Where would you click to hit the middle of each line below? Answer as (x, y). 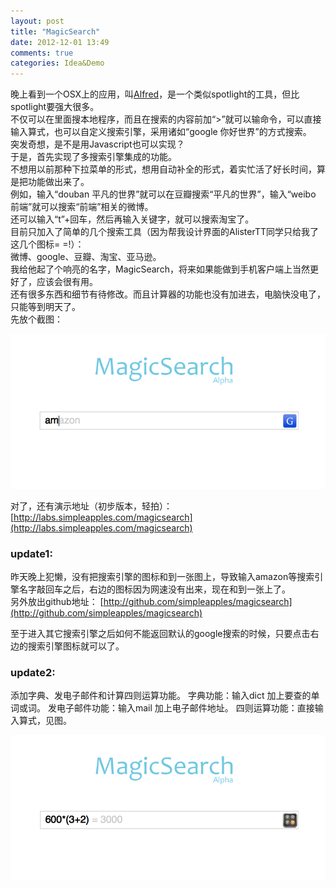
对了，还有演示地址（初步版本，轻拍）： (91, 506)
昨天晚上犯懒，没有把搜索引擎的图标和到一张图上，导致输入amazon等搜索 (162, 577)
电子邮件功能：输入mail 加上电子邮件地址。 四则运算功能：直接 (185, 708)
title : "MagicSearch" (55, 31)
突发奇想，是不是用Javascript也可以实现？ (97, 144)
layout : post (37, 21)
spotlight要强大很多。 (55, 107)
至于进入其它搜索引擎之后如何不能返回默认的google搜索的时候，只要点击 (160, 634)
